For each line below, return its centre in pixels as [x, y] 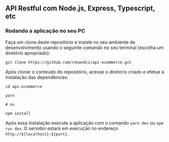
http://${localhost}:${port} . [37, 134]
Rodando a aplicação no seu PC [45, 31]
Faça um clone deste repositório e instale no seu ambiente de [70, 42]
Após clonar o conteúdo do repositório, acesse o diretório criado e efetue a [85, 72]
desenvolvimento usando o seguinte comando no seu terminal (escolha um [84, 48]
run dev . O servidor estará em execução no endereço [62, 128]
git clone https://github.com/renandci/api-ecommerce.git [68, 62]
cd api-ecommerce [24, 86]
